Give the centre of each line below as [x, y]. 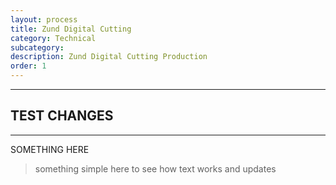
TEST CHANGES [62, 116]
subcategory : [37, 47]
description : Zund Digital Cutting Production [109, 57]
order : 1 [28, 66]
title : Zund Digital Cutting [71, 29]
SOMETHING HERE [50, 149]
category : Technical [53, 38]
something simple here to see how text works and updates [155, 168]
